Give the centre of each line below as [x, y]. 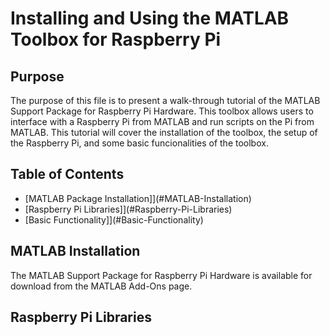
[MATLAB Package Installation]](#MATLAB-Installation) [138, 198]
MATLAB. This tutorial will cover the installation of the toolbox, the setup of [164, 132]
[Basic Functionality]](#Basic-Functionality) [114, 219]
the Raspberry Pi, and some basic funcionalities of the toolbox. [139, 143]
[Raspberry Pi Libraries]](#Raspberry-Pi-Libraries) [128, 209]
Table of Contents [67, 174]
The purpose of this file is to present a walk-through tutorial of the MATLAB [165, 100]
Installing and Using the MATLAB [150, 18]
